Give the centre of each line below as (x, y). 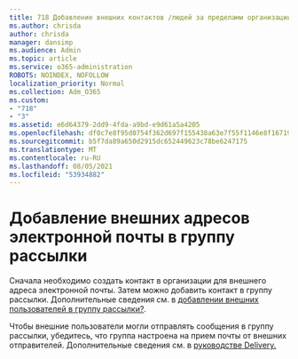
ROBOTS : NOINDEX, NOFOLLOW (59, 76)
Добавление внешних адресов (129, 218)
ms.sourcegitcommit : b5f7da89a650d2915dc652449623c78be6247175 (129, 141)
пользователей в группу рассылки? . (78, 309)
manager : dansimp (41, 42)
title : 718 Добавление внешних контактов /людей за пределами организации (150, 17)
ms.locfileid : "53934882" (57, 174)
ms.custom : (29, 100)
